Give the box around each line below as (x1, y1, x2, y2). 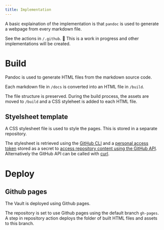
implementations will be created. (5, 40, 71, 47)
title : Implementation (5, 7, 51, 12)
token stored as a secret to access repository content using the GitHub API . (5, 145, 158, 151)
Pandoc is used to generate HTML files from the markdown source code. (5, 74, 152, 80)
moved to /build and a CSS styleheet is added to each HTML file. (5, 98, 138, 104)
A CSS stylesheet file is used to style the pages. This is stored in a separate (5, 126, 158, 132)
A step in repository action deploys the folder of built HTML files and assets (5, 215, 158, 221)
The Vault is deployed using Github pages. (5, 201, 91, 206)
